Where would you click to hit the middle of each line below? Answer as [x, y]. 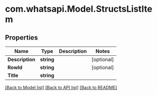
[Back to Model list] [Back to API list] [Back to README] [61, 87]
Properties [22, 37]
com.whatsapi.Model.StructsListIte [79, 9]
